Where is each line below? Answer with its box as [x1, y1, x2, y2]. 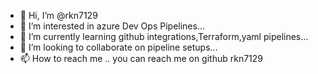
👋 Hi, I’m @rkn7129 [19, 10, 98, 21]
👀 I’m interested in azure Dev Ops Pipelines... [19, 20, 205, 32]
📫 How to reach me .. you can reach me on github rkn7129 [19, 53, 264, 64]
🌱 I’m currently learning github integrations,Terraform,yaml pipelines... [19, 31, 309, 42]
